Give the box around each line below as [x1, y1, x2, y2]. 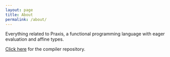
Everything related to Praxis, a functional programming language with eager [5, 31, 165, 37]
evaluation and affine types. [5, 36, 64, 42]
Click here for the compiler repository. [5, 46, 86, 52]
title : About [5, 12, 33, 17]
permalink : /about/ [5, 17, 47, 22]
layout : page [5, 7, 33, 13]
